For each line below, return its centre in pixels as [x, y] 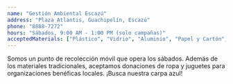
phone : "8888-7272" [35, 26]
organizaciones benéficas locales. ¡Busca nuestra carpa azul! [95, 74]
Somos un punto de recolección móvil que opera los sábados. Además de [113, 59]
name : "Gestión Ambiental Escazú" [57, 13]
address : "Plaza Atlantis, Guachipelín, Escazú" [79, 20]
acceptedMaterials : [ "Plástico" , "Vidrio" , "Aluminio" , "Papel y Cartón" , [118, 39]
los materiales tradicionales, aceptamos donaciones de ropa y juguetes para [116, 66]
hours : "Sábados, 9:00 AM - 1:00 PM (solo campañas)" [87, 33]
